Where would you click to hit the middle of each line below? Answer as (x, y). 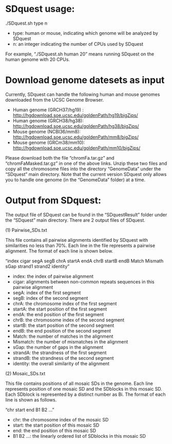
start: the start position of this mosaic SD (56, 425)
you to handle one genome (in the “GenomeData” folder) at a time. (75, 180)
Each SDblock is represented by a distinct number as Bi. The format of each (85, 394)
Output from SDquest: (53, 200)
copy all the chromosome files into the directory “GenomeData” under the (83, 169)
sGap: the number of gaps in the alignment (58, 347)
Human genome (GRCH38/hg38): (48, 121)
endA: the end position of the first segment (58, 314)
